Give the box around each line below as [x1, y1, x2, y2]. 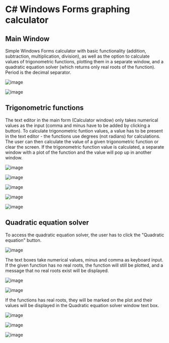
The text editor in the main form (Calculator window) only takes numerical [5, 117, 158, 123]
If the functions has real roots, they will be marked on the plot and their [5, 297, 153, 303]
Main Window [5, 34, 49, 43]
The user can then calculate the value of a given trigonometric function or [5, 138, 159, 145]
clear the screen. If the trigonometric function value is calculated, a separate [5, 144, 164, 150]
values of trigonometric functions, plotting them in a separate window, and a [5, 59, 164, 64]
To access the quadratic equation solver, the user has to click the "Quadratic [5, 232, 164, 238]
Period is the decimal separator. [5, 69, 72, 75]
